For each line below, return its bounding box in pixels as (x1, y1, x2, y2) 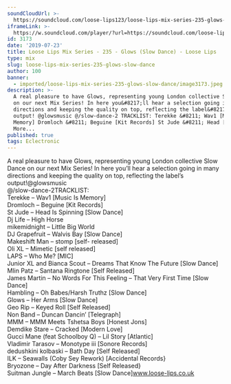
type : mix (7, 55, 36, 62)
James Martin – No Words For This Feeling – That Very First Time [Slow (7, 274, 209, 282)
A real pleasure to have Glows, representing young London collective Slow (7, 157, 218, 165)
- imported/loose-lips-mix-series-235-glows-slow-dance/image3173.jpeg (13, 81, 223, 87)
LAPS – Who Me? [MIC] (7, 252, 74, 260)
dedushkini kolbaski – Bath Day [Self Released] (7, 347, 140, 355)
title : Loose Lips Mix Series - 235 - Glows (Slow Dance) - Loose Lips (7, 49, 217, 56)
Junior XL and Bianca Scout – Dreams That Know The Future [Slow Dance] (7, 259, 219, 268)
